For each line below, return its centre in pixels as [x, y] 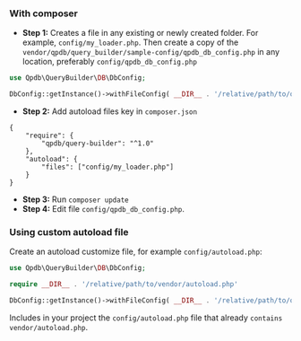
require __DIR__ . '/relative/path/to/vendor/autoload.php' [124, 284]
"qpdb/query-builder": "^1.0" [98, 144]
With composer [44, 13]
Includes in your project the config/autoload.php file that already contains [146, 318]
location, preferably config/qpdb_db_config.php [109, 62]
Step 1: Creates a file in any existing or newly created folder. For [140, 33]
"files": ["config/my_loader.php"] [108, 167]
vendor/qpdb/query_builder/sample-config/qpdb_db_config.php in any [151, 52]
